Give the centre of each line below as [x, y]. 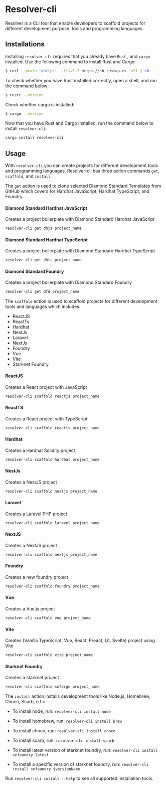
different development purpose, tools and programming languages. [74, 28]
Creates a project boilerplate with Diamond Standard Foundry [68, 282]
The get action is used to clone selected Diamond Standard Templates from [83, 186]
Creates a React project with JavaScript [46, 387]
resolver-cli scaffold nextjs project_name [51, 555]
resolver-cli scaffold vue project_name [48, 618]
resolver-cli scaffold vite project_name [49, 655]
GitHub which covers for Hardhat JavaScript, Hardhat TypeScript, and [77, 191]
